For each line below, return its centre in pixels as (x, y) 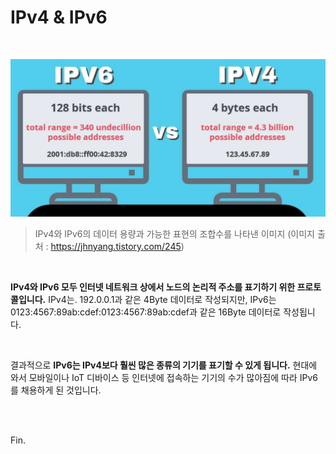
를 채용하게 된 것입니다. (56, 390)
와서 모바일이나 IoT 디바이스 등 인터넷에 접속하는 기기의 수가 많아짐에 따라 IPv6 (164, 377)
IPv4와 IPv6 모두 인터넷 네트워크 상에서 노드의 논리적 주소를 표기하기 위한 (153, 287)
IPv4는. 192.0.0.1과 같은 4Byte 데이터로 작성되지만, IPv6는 (162, 299)
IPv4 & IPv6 (59, 17)
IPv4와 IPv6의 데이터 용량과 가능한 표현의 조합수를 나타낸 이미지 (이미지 (174, 233)
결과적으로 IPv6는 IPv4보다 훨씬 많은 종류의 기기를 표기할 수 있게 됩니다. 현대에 (164, 365)
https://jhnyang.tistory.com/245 (116, 246)
